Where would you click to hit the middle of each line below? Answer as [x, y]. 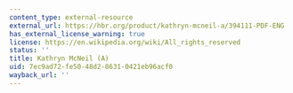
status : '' [29, 50]
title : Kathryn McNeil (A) [59, 58]
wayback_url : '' [39, 75]
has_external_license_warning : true [77, 34]
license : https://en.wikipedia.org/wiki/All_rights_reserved [125, 42]
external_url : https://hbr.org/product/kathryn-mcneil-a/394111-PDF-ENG [147, 26]
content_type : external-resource [71, 17]
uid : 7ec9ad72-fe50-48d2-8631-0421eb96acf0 [91, 67]
